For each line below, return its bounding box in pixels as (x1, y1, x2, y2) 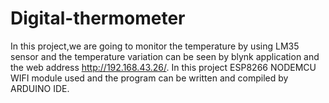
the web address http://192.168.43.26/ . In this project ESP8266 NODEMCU (10, 61, 317, 73)
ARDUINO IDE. (10, 82, 70, 94)
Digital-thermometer (10, 7, 186, 30)
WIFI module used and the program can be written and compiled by (10, 72, 289, 84)
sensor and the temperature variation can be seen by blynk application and (10, 50, 320, 62)
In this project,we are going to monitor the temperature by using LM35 (10, 40, 300, 52)
